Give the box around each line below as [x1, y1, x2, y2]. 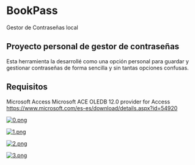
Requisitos [6, 82, 48, 92]
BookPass [6, 4, 58, 18]
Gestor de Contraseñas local [6, 24, 78, 31]
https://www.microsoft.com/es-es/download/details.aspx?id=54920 [6, 104, 178, 111]
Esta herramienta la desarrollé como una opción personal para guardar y [6, 57, 189, 65]
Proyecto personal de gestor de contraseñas [6, 41, 180, 52]
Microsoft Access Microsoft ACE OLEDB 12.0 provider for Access [6, 98, 171, 105]
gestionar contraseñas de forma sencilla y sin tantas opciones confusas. [6, 64, 189, 71]
